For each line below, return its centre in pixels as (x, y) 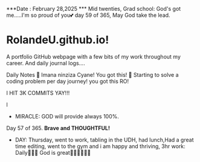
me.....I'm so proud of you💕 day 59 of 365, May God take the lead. (88, 15)
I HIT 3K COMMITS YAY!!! (38, 92)
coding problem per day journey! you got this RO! (68, 81)
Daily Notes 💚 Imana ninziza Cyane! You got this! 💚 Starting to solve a (93, 74)
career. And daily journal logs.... (46, 63)
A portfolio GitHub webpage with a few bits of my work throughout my (94, 56)
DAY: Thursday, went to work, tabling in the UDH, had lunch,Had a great (104, 140)
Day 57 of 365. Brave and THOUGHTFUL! (58, 128)
